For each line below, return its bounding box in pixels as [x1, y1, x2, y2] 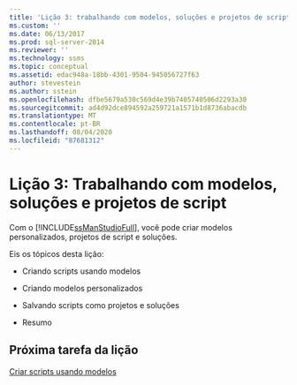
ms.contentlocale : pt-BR [9, 120, 101, 129]
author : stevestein [9, 79, 81, 87]
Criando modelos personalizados [21, 283, 143, 293]
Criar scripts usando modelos [9, 366, 117, 376]
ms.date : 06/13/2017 [9, 29, 86, 38]
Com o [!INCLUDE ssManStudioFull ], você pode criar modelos [9, 222, 232, 232]
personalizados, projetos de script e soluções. [9, 231, 178, 242]
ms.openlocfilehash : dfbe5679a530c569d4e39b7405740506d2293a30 [9, 94, 247, 104]
